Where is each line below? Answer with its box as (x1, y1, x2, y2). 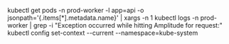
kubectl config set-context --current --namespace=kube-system (7, 28, 198, 37)
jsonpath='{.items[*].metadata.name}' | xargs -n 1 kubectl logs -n (7, 13, 199, 22)
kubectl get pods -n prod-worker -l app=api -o (7, 6, 144, 14)
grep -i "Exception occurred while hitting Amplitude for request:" (33, 21, 223, 29)
